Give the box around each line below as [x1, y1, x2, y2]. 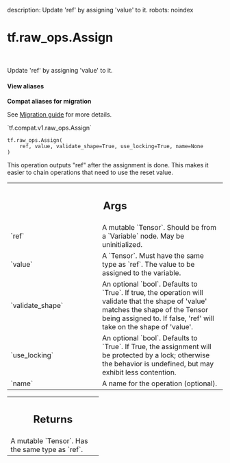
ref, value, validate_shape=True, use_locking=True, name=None [19, 143, 204, 150]
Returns [33, 413, 73, 426]
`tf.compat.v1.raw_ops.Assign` [7, 123, 92, 132]
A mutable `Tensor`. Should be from [102, 222, 217, 232]
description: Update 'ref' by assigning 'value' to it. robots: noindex [7, 6, 194, 14]
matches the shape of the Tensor [102, 305, 209, 314]
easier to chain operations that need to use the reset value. [7, 168, 173, 177]
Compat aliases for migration [7, 97, 92, 106]
